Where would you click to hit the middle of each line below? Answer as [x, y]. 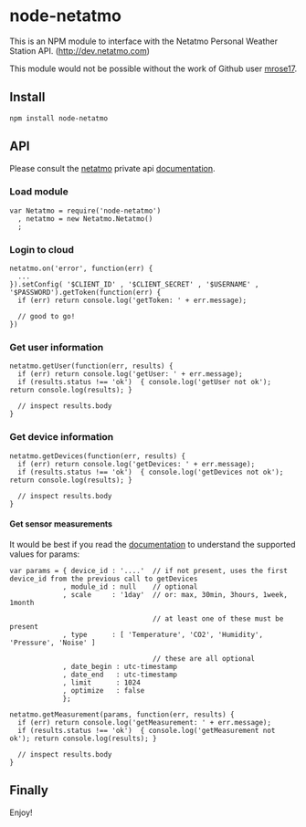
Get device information [62, 437]
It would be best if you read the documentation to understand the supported [153, 544]
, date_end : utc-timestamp [120, 675]
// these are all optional [204, 658]
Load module [39, 192]
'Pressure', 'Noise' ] [53, 643]
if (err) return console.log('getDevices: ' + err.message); [137, 464]
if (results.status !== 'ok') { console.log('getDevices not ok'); [151, 472]
